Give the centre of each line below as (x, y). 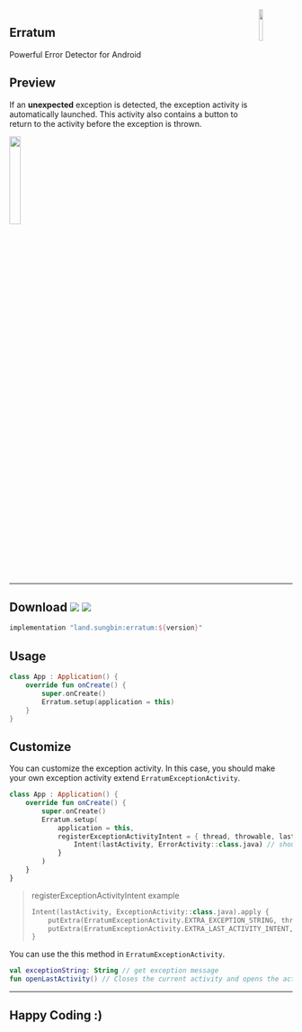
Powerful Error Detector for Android (75, 54)
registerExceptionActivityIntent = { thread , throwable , (166, 837)
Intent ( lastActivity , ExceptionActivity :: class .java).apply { (150, 912)
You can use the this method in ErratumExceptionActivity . (117, 955)
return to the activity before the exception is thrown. (106, 123)
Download (38, 607)
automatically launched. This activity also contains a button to (124, 114)
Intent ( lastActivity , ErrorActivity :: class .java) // (174, 845)
